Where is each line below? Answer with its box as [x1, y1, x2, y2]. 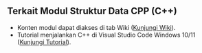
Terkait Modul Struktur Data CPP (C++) [7, 5, 177, 17]
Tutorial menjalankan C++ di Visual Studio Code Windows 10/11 [16, 31, 196, 39]
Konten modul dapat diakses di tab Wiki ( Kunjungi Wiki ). [16, 23, 176, 31]
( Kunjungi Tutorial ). [16, 37, 71, 46]
